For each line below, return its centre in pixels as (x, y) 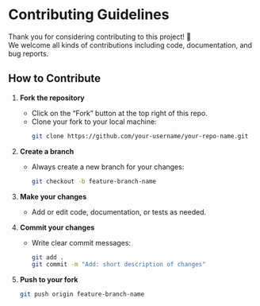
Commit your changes (57, 227)
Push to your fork (49, 280)
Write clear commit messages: (81, 242)
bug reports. (29, 53)
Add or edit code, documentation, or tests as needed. (119, 211)
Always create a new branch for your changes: (108, 167)
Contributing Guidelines (89, 15)
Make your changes (53, 196)
